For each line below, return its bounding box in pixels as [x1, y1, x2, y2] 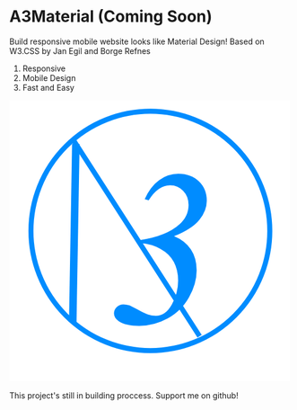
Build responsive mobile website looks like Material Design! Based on [9, 36, 265, 47]
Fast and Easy [22, 82, 74, 93]
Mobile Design [22, 72, 76, 83]
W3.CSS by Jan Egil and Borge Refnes [9, 45, 151, 56]
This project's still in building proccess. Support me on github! [9, 389, 240, 401]
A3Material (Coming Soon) [9, 6, 213, 27]
